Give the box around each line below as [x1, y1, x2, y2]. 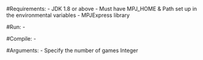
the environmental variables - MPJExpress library [6, 12, 130, 19]
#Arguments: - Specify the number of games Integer [6, 47, 138, 54]
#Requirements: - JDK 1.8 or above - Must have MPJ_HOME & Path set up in [6, 5, 197, 12]
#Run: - [6, 24, 26, 30]
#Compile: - [6, 35, 37, 42]
